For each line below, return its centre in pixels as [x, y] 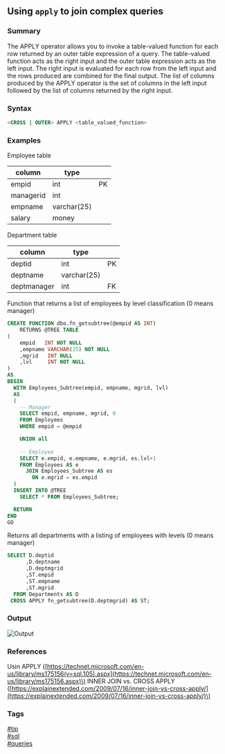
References [27, 652]
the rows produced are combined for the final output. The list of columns [111, 75]
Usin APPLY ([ [27, 666]
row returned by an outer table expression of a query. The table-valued [108, 53]
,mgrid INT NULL [46, 356]
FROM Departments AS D [46, 594]
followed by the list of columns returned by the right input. [90, 90]
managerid [28, 195]
